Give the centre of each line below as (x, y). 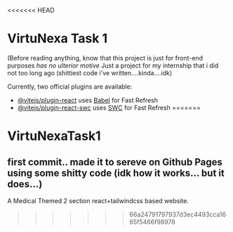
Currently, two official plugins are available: (70, 86)
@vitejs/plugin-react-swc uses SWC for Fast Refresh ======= (109, 108)
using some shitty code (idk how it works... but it (116, 173)
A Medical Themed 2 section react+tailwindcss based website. (98, 200)
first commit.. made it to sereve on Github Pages (115, 162)
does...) (25, 184)
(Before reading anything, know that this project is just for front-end (105, 58)
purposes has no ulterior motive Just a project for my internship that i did (113, 65)
